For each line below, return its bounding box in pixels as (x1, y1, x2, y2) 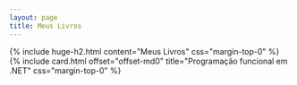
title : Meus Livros (9, 21, 82, 30)
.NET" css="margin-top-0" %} (9, 64, 122, 76)
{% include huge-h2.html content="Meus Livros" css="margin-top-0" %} (9, 46, 280, 56)
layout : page (9, 13, 58, 22)
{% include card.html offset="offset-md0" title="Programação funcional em (9, 55, 288, 66)
